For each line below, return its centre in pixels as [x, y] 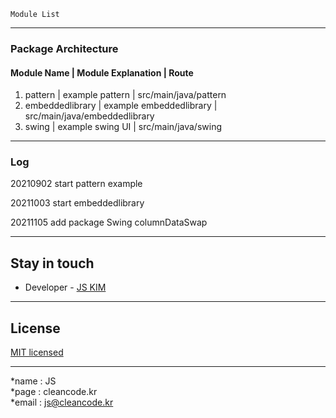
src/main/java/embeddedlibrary [89, 116]
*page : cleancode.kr [54, 392]
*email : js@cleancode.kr [62, 402]
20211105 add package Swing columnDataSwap [109, 222]
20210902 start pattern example [76, 184]
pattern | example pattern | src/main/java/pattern [125, 95]
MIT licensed [37, 352]
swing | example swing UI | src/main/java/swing [123, 127]
